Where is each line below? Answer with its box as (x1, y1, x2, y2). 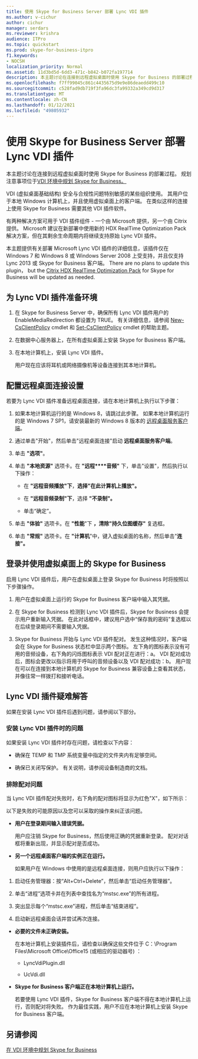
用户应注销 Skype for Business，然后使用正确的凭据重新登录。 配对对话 (14, 833, 189, 840)
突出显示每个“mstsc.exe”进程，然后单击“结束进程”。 (14, 902, 141, 910)
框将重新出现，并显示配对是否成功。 (14, 840, 103, 847)
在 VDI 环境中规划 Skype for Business (6, 1046, 97, 1053)
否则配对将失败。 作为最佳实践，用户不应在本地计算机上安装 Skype (25, 1003, 188, 1011)
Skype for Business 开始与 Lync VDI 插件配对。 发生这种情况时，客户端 (14, 635, 187, 642)
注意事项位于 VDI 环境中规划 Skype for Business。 (6, 178, 127, 185)
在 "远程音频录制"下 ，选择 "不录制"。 (23, 495, 116, 502)
